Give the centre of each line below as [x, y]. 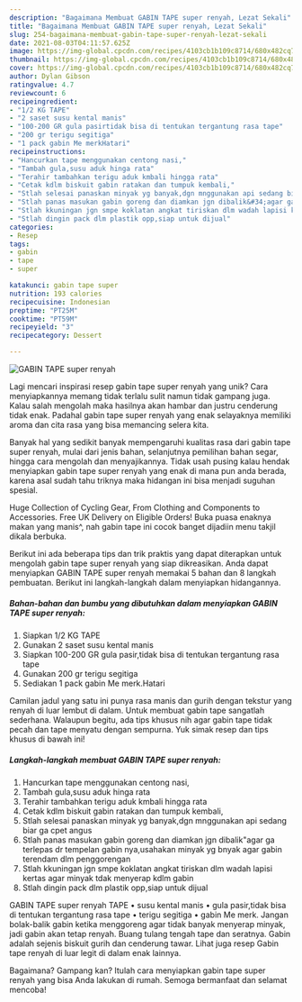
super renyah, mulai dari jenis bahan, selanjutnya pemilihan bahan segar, [144, 452]
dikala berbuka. [38, 536]
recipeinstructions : [48, 151]
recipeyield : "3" [42, 327]
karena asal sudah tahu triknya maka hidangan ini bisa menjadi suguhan [142, 480]
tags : [19, 244]
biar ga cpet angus [57, 830]
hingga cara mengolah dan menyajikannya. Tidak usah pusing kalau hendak [150, 461]
